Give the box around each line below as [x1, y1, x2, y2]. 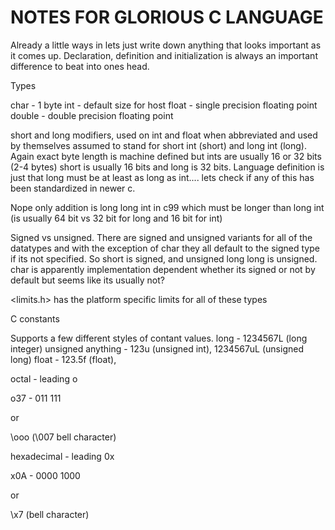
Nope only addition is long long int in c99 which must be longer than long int [10, 201, 325, 213]
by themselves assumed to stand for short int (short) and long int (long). [10, 139, 307, 151]
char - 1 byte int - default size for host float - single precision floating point [10, 99, 318, 111]
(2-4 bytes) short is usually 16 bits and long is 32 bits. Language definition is [10, 161, 325, 173]
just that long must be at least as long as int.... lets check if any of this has [10, 171, 315, 183]
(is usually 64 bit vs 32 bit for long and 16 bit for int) [10, 212, 223, 224]
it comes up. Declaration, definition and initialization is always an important [10, 49, 318, 61]
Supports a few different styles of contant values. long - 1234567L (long [10, 332, 308, 344]
